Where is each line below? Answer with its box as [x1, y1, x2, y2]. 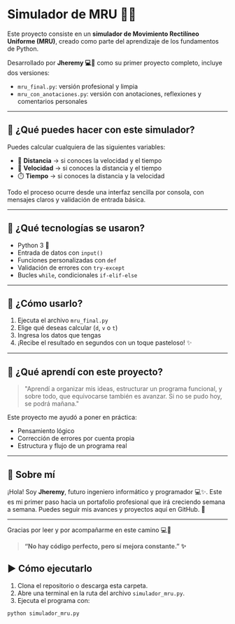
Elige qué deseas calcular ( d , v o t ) [17, 324, 118, 332]
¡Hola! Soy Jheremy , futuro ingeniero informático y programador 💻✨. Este [7, 488, 222, 496]
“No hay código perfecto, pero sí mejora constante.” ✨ [24, 542, 187, 550]
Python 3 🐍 [17, 241, 50, 249]
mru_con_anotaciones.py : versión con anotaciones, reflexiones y [17, 89, 201, 98]
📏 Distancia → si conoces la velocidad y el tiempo [17, 156, 162, 164]
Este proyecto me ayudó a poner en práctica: [7, 413, 138, 422]
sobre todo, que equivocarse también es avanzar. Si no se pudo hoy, [24, 392, 222, 401]
